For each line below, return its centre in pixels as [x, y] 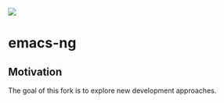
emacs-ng [42, 43]
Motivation [35, 71]
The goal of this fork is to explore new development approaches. [112, 91]
